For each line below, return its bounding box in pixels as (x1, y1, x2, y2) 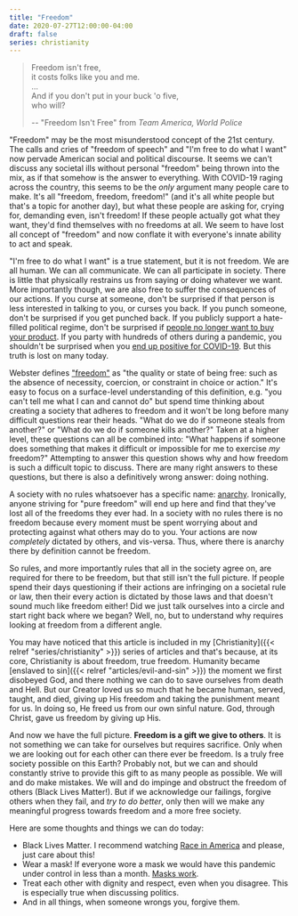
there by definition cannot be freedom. (9, 546, 151, 556)
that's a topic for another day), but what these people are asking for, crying (9, 201, 285, 212)
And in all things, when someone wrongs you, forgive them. (21, 896, 240, 908)
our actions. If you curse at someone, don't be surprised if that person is (9, 294, 275, 304)
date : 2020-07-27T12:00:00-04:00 (9, 21, 133, 30)
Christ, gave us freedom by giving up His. (9, 713, 162, 724)
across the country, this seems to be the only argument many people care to (9, 182, 289, 192)
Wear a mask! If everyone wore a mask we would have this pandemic (21, 859, 276, 870)
